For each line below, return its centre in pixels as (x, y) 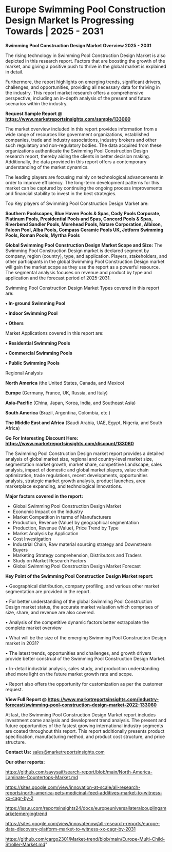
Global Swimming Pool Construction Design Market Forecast (77, 566)
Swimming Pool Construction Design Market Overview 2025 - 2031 (78, 45)
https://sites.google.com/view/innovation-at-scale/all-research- (73, 787)
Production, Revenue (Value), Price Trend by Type (66, 528)
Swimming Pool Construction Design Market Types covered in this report (82, 288)
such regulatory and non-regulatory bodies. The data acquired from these (83, 145)
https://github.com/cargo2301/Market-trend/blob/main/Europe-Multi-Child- (85, 839)
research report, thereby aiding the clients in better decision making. (78, 156)
